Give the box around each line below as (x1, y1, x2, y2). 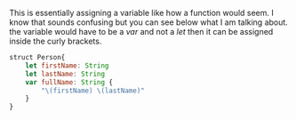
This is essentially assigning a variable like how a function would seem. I (9, 8, 274, 18)
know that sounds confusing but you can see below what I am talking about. (9, 17, 289, 28)
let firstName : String (25, 61, 109, 70)
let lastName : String (25, 69, 105, 78)
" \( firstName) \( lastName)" (41, 86, 145, 95)
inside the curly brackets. (9, 36, 102, 46)
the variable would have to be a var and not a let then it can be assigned (9, 27, 274, 36)
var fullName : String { (25, 77, 114, 87)
